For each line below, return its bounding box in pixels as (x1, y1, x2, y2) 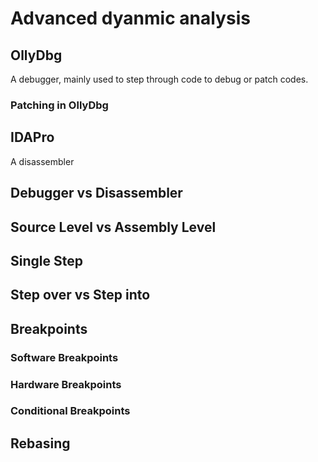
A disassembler (10, 155, 75, 167)
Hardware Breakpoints (10, 377, 122, 391)
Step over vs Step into (10, 287, 151, 304)
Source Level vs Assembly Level (10, 218, 217, 236)
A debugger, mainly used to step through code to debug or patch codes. (10, 73, 309, 85)
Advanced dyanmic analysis (10, 7, 251, 30)
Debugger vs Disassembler (10, 185, 183, 202)
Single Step (10, 252, 83, 269)
